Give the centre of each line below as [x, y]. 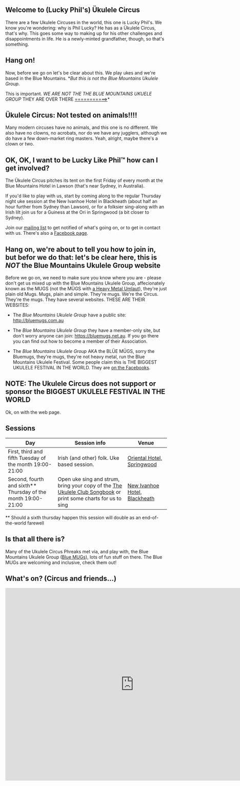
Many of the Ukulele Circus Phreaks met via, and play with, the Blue [77, 551]
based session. [76, 464]
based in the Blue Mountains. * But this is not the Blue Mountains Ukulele [82, 78]
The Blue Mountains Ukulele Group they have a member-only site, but [86, 330]
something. [17, 44]
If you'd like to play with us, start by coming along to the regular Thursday [83, 196]
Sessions [21, 428]
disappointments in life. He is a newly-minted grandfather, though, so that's [85, 39]
